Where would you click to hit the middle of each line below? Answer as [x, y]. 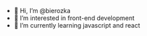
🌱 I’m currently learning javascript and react [77, 25]
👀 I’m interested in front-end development [74, 18]
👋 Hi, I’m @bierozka [42, 11]
